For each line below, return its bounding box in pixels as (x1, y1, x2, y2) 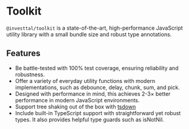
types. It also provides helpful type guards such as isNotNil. (15, 116, 165, 123)
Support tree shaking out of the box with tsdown (15, 103, 136, 110)
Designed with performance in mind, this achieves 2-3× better (15, 90, 171, 98)
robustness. (15, 71, 45, 78)
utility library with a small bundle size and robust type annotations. (6, 30, 172, 38)
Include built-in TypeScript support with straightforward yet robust (15, 109, 181, 116)
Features (6, 48, 41, 59)
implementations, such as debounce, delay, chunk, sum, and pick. (15, 84, 180, 91)
